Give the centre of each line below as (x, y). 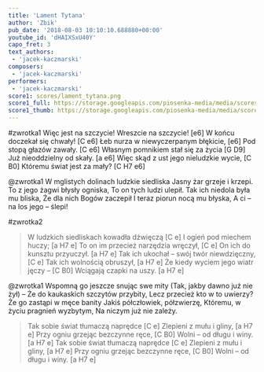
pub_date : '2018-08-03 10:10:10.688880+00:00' (86, 30)
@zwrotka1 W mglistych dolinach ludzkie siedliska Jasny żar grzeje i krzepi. (131, 181)
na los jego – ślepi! (38, 206)
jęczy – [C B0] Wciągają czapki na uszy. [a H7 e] (106, 271)
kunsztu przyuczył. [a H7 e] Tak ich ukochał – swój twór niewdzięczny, (141, 254)
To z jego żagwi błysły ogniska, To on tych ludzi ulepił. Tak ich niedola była (129, 190)
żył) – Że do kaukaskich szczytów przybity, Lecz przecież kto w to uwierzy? (131, 294)
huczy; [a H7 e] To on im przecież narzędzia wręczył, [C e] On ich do (139, 245)
